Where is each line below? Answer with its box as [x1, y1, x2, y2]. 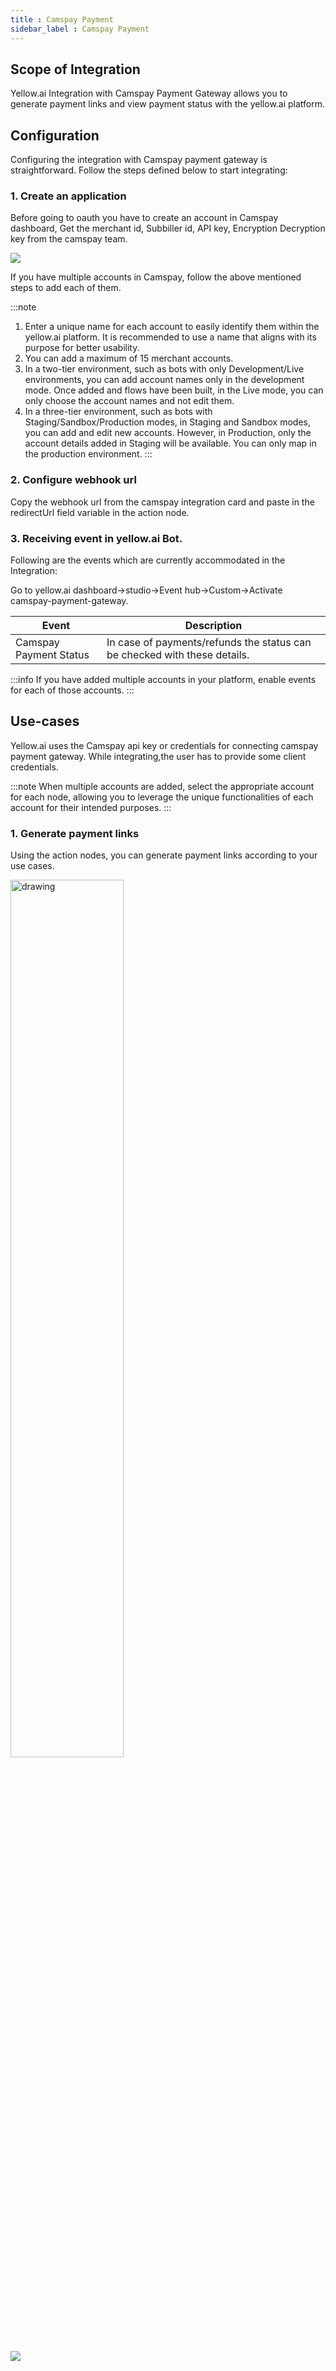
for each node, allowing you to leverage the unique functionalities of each [10, 791, 314, 803]
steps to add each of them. [10, 282, 122, 294]
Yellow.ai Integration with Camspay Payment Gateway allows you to [10, 87, 288, 100]
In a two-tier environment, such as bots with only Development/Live [24, 363, 305, 375]
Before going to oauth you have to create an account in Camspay [10, 212, 279, 224]
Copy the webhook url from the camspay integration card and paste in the [10, 496, 315, 508]
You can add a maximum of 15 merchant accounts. [24, 352, 234, 365]
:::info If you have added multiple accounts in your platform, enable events [10, 674, 317, 686]
